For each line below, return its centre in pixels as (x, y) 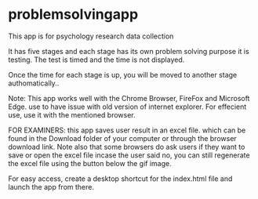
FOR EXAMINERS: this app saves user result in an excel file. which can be (127, 130)
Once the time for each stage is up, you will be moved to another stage (123, 74)
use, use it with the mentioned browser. (72, 114)
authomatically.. (34, 83)
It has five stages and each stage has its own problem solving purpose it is (129, 51)
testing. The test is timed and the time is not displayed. (96, 60)
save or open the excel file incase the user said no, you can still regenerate (129, 155)
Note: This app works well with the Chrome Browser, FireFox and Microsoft (129, 98)
